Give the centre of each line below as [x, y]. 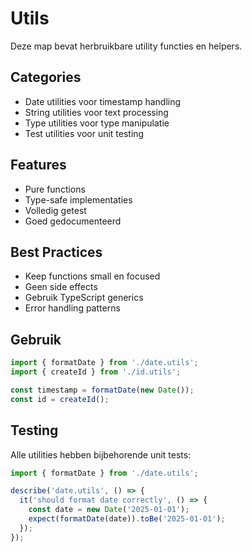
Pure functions [55, 189]
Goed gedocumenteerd [73, 221]
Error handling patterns [72, 308]
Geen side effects [61, 287]
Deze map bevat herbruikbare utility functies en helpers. [126, 46]
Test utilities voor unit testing [84, 133]
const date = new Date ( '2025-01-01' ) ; [109, 510]
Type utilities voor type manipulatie [97, 123]
